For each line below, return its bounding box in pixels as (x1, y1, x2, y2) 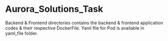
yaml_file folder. (5, 30, 38, 36)
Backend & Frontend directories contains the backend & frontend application (5, 20, 163, 26)
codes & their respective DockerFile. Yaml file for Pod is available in (5, 25, 144, 31)
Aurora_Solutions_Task (5, 3, 104, 15)
